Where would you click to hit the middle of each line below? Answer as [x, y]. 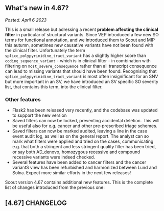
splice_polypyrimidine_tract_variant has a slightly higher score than [76, 55]
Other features [23, 99]
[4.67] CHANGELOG [36, 203]
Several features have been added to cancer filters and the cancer [79, 162]
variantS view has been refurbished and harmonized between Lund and [84, 168]
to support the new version [39, 115]
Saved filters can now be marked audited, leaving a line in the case [80, 131]
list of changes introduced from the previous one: [55, 187]
